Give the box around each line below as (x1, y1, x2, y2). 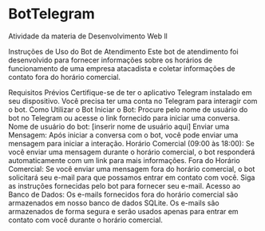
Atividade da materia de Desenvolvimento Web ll (8, 31, 168, 41)
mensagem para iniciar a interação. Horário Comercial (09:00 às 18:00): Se (8, 138, 255, 148)
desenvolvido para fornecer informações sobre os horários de (8, 55, 213, 65)
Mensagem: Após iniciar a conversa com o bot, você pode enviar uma (8, 129, 239, 140)
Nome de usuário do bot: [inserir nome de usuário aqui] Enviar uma (8, 121, 230, 131)
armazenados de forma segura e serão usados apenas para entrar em (8, 206, 239, 216)
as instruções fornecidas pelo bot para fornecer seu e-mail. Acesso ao (8, 181, 241, 190)
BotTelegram (8, 5, 95, 23)
